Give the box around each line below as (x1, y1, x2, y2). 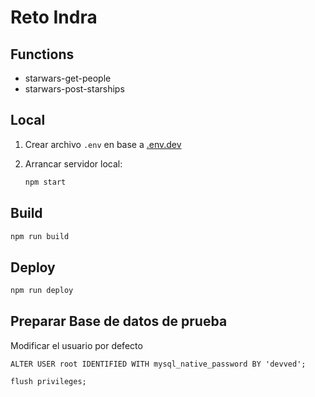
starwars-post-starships (24, 83, 125, 95)
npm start (24, 177, 67, 187)
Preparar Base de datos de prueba (10, 313, 228, 330)
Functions (10, 46, 75, 63)
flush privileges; (10, 376, 87, 386)
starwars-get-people (24, 72, 112, 84)
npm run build (10, 231, 70, 241)
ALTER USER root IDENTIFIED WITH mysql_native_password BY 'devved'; (10, 359, 307, 369)
